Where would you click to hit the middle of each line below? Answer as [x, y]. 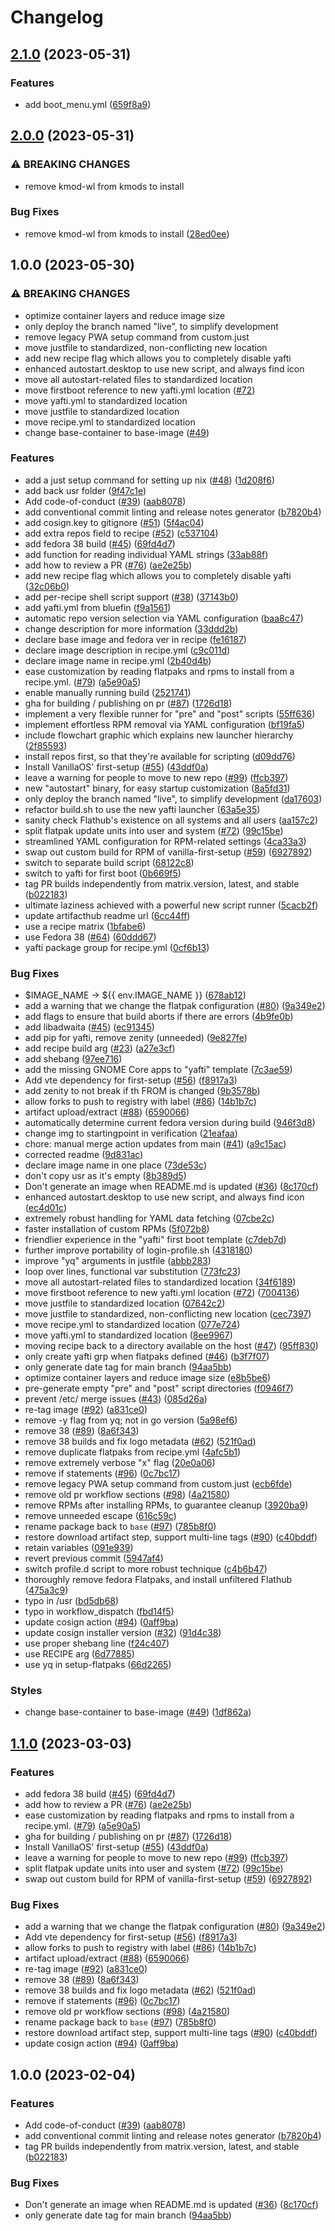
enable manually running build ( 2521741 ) [108, 692]
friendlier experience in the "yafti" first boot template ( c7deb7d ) [155, 1240]
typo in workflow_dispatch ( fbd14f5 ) [99, 1612]
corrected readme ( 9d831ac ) [84, 1155]
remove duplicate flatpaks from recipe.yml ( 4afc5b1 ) [133, 1452]
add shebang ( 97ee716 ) [73, 1059]
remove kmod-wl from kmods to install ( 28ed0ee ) [127, 233]
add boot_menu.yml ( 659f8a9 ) [88, 104]
